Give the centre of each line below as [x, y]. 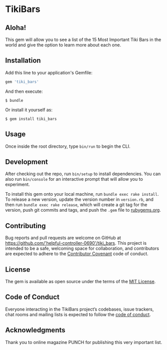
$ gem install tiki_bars [31, 119]
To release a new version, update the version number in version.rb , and [79, 199]
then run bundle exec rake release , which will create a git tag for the [76, 205]
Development [27, 162]
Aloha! [16, 28]
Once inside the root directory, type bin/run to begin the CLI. [68, 146]
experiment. [17, 184]
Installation [23, 61]
